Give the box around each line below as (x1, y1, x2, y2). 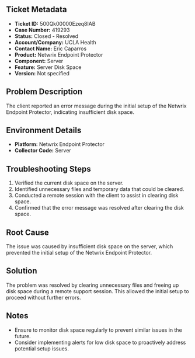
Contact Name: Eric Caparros (14, 45, 87, 52)
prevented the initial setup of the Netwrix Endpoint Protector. (6, 249, 152, 256)
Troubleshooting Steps (6, 164, 92, 174)
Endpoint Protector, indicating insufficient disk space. (6, 108, 134, 116)
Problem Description (6, 87, 83, 97)
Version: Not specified (14, 69, 70, 77)
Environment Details (6, 126, 82, 135)
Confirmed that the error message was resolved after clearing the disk (14, 204, 184, 211)
